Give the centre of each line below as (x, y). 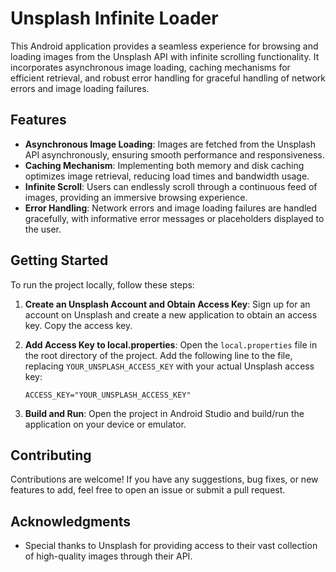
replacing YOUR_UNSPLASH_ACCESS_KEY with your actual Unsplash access (169, 366)
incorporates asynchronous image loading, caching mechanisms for (150, 67)
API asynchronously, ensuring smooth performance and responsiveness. (174, 154)
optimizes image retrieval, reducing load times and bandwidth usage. (167, 176)
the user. (43, 229)
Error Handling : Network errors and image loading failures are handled (171, 208)
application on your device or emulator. (105, 424)
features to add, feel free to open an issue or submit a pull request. (148, 490)
